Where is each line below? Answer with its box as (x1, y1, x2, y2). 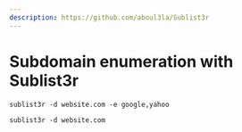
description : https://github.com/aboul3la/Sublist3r (9, 12, 210, 22)
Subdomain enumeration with (9, 51, 234, 71)
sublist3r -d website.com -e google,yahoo (9, 100, 170, 109)
